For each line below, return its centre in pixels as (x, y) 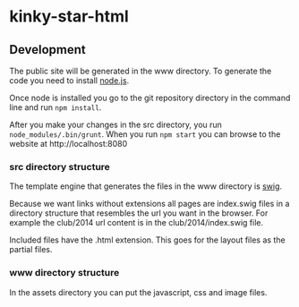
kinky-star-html (69, 17)
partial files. (31, 250)
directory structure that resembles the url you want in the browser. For (139, 213)
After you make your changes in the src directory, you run (115, 124)
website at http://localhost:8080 (68, 144)
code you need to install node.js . (69, 81)
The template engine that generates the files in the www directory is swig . (146, 186)
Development (48, 50)
